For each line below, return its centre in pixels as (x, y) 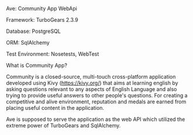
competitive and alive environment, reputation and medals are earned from (96, 102)
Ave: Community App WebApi (42, 9)
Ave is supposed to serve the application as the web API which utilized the (96, 119)
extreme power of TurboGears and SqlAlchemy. (63, 125)
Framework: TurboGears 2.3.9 (42, 20)
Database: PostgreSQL (34, 31)
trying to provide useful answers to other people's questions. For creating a (97, 95)
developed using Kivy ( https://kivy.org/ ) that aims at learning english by (92, 83)
